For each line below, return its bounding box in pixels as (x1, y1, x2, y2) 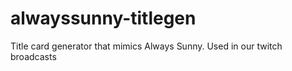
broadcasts (10, 50, 57, 62)
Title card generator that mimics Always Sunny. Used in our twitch (10, 40, 283, 52)
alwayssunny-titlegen (10, 7, 197, 30)
